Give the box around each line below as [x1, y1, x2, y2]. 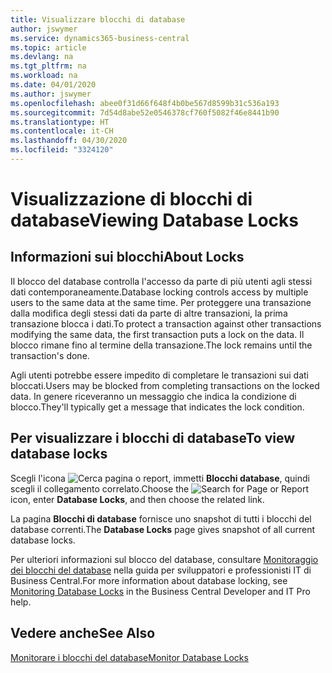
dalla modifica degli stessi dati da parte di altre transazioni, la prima [10, 307, 288, 319]
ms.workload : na [10, 71, 78, 81]
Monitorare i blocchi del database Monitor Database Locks [10, 651, 249, 663]
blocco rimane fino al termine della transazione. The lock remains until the [10, 339, 313, 351]
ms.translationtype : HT [10, 117, 110, 127]
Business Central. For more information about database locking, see [10, 574, 288, 586]
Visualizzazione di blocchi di [10, 188, 253, 211]
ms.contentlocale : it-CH [10, 126, 114, 136]
